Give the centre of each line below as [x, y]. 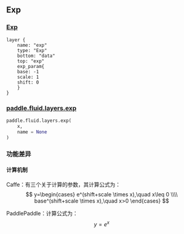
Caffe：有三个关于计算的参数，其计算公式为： [64, 184]
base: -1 [28, 72]
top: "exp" [31, 61]
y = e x [102, 224]
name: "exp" [32, 45]
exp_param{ [31, 66]
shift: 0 [28, 82]
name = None [32, 132]
